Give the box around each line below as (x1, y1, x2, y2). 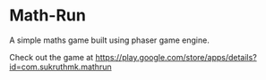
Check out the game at (9, 52, 94, 62)
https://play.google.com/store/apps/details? (95, 52, 257, 62)
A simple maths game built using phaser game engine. (9, 35, 210, 45)
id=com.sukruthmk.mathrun (9, 61, 112, 72)
